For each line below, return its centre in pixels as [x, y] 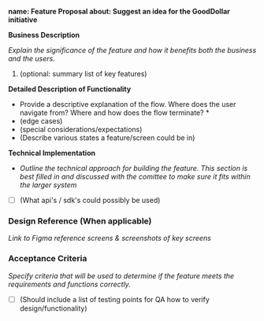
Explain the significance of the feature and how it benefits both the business [132, 50]
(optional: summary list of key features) [83, 74]
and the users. [32, 59]
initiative [23, 20]
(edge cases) [41, 121]
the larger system [48, 185]
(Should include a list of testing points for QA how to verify [115, 299]
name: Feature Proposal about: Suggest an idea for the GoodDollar [119, 11]
